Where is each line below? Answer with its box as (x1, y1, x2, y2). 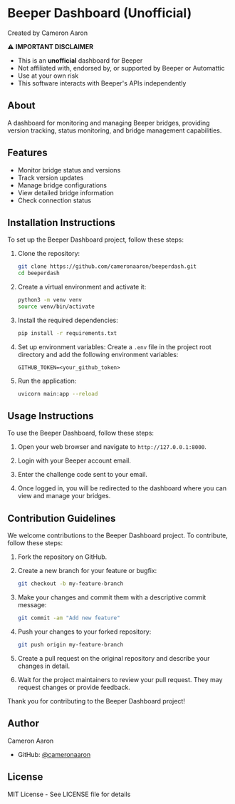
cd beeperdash (17, 269, 60, 277)
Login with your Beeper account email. (17, 456, 132, 465)
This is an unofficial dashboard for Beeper (17, 56, 143, 65)
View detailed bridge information (17, 188, 114, 197)
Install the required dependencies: (17, 316, 119, 324)
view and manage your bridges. (17, 492, 111, 500)
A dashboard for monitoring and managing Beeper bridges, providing (7, 118, 210, 127)
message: (17, 601, 47, 609)
